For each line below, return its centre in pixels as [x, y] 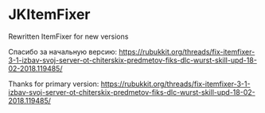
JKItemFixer [49, 15]
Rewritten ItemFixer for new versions [68, 36]
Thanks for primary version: [54, 84]
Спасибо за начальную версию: [63, 51]
